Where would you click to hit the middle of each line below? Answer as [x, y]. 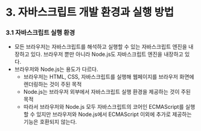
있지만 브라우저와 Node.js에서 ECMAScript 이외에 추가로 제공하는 [114, 114]
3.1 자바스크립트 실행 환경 [40, 32]
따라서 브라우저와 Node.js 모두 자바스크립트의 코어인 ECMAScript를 [104, 107]
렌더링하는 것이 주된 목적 [53, 84]
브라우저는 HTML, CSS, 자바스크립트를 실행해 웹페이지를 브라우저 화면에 [109, 77]
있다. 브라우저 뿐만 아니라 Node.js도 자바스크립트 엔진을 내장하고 [107, 54]
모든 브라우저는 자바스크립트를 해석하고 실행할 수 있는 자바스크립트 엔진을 [101, 47]
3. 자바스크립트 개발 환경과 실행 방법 [90, 12]
